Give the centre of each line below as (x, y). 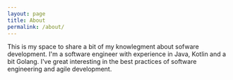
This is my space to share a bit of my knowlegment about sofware (103, 47)
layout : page (26, 14)
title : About (26, 20)
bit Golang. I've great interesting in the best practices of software (102, 62)
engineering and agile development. (60, 69)
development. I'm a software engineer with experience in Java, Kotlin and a (117, 54)
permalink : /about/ (36, 27)
